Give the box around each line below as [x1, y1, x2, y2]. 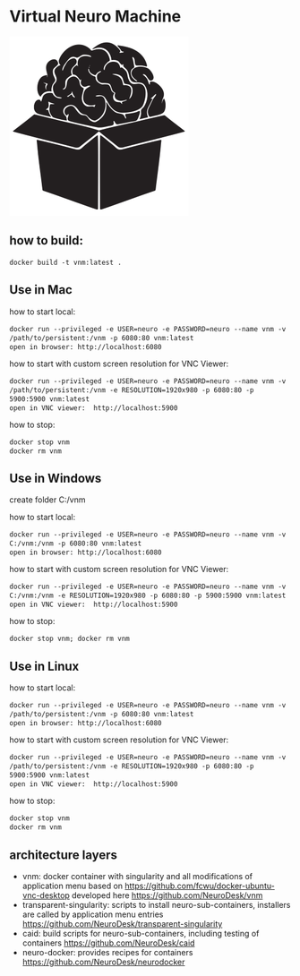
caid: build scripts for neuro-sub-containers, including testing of [21, 929, 260, 938]
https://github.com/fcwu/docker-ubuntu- [124, 880, 275, 891]
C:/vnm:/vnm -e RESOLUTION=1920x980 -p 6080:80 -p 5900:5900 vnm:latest [9, 591, 287, 601]
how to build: [9, 233, 83, 248]
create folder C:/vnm [9, 494, 86, 505]
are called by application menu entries [21, 909, 164, 920]
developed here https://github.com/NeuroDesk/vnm [71, 890, 263, 901]
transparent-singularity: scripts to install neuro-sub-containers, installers [21, 900, 291, 910]
